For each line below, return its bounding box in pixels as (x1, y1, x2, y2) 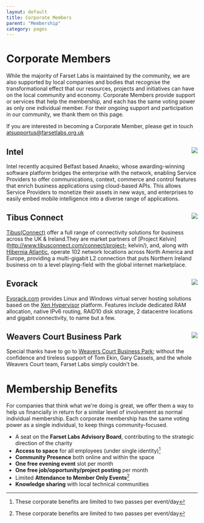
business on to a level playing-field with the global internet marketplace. (6, 261, 187, 268)
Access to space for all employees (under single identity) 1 (15, 446, 161, 454)
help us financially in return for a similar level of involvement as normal (6, 408, 183, 416)
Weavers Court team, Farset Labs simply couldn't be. (6, 361, 140, 368)
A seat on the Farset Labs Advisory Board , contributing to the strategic (15, 433, 194, 440)
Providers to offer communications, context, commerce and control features (6, 176, 197, 183)
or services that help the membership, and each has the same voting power (6, 98, 195, 105)
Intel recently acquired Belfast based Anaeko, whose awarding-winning (6, 163, 185, 170)
